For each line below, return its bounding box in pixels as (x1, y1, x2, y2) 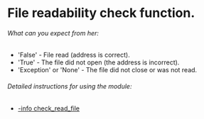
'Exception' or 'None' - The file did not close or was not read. (17, 66, 198, 74)
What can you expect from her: (7, 28, 100, 37)
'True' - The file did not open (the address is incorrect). (17, 58, 180, 67)
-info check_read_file (17, 104, 80, 113)
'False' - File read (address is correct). (17, 51, 130, 59)
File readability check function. (7, 5, 195, 21)
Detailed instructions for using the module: (7, 81, 132, 90)
